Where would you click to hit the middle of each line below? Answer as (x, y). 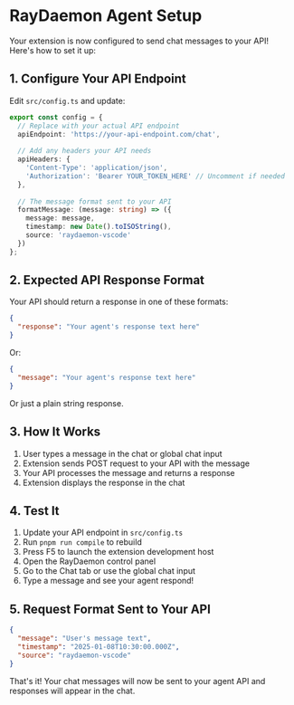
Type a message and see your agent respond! (108, 581)
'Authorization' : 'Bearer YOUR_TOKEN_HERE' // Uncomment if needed (155, 176)
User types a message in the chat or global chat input (123, 453)
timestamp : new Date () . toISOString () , (99, 227)
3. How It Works (55, 432)
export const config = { (56, 117)
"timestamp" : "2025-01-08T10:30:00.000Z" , (99, 647)
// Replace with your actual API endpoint (99, 126)
